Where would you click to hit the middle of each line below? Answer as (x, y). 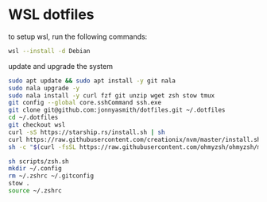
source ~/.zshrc (35, 191)
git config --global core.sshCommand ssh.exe (85, 103)
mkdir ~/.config (35, 169)
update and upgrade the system (61, 66)
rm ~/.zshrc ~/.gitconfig (51, 176)
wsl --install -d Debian (49, 51)
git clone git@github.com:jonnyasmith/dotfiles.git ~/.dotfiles (117, 110)
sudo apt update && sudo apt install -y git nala (92, 81)
